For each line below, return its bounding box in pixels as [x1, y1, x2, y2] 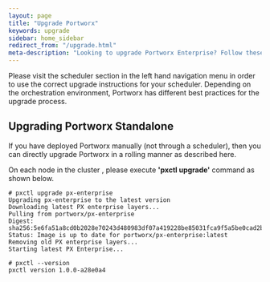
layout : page [8, 11, 52, 20]
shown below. [8, 173, 55, 183]
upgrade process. [8, 97, 67, 106]
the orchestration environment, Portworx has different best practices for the [8, 88, 260, 97]
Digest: [8, 217, 35, 225]
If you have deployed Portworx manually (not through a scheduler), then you [8, 141, 261, 151]
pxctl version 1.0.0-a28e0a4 [8, 266, 106, 274]
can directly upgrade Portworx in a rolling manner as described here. [8, 149, 237, 159]
